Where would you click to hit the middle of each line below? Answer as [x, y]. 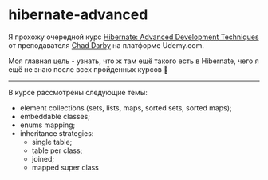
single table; [52, 142]
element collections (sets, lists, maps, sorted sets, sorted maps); [126, 108]
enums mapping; [47, 125]
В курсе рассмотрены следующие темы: [78, 92]
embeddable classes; [55, 116]
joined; [43, 158]
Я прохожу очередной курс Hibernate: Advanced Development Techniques [134, 37]
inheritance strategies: [57, 133]
